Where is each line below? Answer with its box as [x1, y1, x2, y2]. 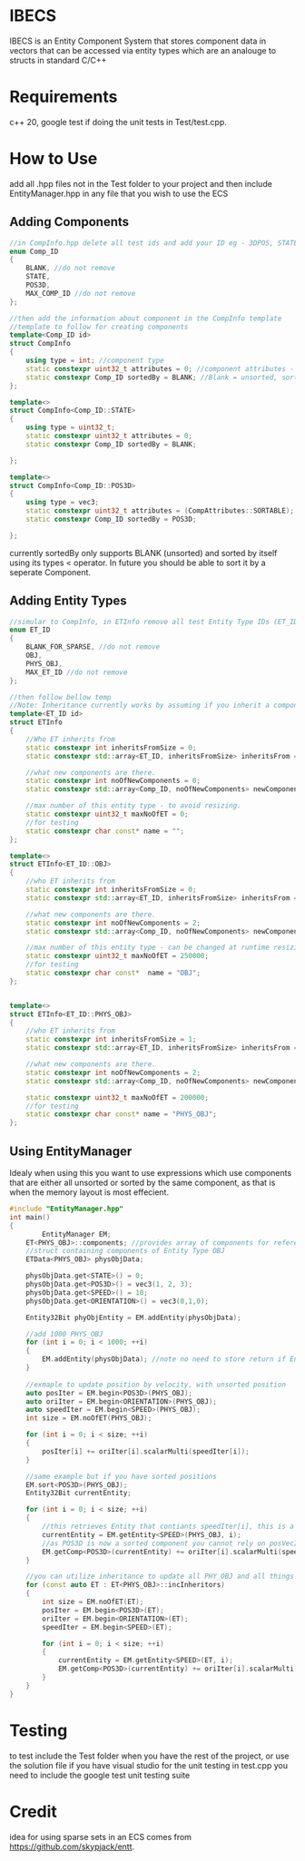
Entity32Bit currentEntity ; [25, 1489, 132, 1498]
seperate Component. [9, 566, 92, 577]
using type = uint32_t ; [25, 423, 116, 432]
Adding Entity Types [9, 593, 127, 609]
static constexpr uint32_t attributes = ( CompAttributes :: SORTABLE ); [25, 506, 295, 515]
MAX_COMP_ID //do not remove [25, 289, 136, 298]
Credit [9, 1801, 57, 1822]
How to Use [9, 149, 98, 169]
